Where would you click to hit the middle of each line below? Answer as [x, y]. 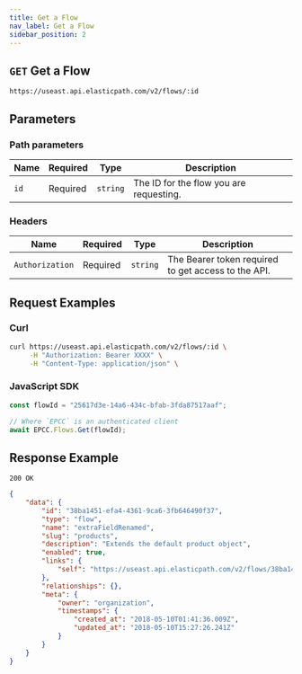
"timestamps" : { [88, 611]
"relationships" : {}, [82, 586]
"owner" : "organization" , [106, 603]
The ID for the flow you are [190, 182]
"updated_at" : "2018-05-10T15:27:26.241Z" [154, 628]
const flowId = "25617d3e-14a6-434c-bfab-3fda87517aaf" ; [118, 405]
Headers [28, 221]
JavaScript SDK [44, 386]
